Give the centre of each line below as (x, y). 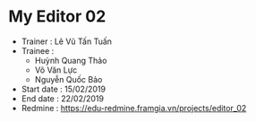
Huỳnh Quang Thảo (71, 60)
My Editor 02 (57, 17)
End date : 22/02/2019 (63, 98)
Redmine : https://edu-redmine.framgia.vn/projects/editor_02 (134, 108)
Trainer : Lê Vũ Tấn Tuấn (67, 41)
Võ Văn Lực (56, 70)
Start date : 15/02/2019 (64, 89)
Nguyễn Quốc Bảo (68, 79)
